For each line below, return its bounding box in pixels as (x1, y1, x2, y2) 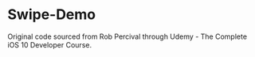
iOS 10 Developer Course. (7, 40, 92, 49)
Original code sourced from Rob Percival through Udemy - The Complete (7, 32, 248, 41)
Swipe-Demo (7, 6, 96, 24)
